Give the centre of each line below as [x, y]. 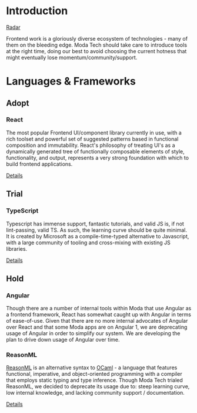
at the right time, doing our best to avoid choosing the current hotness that [96, 51]
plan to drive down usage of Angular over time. [63, 340]
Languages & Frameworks [71, 81]
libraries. [17, 248]
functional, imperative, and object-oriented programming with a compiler [94, 374]
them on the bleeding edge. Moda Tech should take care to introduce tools [96, 45]
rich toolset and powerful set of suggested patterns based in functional [92, 139]
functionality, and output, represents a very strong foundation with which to [98, 158]
